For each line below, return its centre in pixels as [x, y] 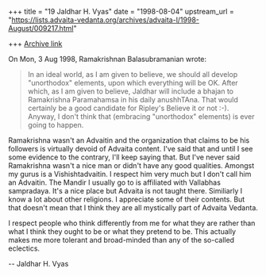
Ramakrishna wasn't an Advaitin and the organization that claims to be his [129, 140]
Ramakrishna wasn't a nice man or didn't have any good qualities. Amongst [131, 165]
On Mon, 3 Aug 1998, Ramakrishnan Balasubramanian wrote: [108, 59]
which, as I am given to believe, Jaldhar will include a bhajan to [131, 91]
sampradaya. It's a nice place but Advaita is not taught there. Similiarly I [125, 191]
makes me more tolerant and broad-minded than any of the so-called [121, 240]
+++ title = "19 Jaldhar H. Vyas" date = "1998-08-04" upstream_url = [121, 11]
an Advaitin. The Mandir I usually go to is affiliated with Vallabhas [114, 182]
